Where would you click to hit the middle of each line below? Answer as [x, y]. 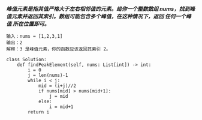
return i [39, 112]
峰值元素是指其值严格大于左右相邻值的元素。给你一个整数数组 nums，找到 [98, 9]
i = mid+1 [61, 107]
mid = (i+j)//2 [57, 86]
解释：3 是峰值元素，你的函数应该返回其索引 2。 [58, 49]
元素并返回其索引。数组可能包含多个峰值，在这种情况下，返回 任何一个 [99, 16]
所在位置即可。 [31, 24]
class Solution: [26, 59]
